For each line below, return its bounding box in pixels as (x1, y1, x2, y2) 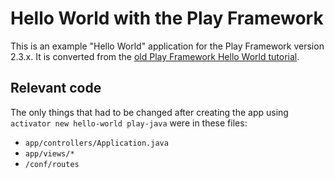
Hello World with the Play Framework (10, 7, 324, 30)
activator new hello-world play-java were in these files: (10, 117, 248, 129)
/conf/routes (24, 159, 80, 169)
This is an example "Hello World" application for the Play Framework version (10, 40, 325, 52)
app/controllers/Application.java (24, 138, 169, 148)
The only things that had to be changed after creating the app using (10, 106, 289, 118)
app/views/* (24, 148, 75, 159)
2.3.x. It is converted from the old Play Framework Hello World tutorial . (10, 50, 300, 62)
